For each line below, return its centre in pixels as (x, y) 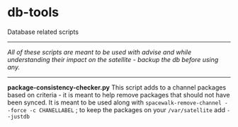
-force (17, 110)
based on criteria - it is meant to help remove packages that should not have (119, 95)
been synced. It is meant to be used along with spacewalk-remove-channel (114, 102)
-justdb (19, 116)
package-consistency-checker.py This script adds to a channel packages (117, 87)
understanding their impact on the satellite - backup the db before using (113, 59)
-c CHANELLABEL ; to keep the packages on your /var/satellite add (127, 109)
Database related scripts (43, 32)
